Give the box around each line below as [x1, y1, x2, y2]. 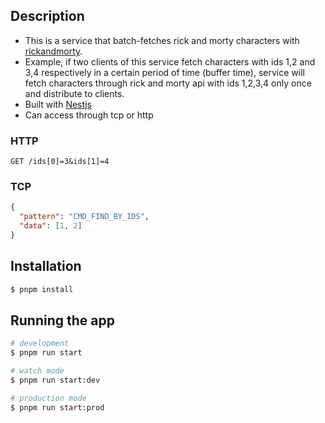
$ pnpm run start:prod [10, 402, 105, 413]
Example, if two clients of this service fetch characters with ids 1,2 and [24, 55, 316, 68]
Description [10, 8, 85, 25]
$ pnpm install [10, 284, 74, 294]
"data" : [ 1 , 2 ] [19, 221, 83, 231]
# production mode [10, 393, 87, 403]
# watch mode [10, 366, 65, 376]
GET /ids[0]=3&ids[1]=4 [10, 157, 110, 167]
